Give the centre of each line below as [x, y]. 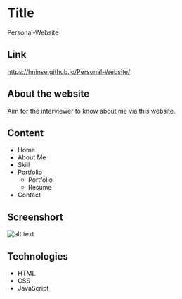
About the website [48, 94]
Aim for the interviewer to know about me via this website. [91, 111]
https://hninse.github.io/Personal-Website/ [69, 71]
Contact [29, 195]
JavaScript [33, 288]
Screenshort [35, 217]
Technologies [38, 256]
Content [26, 133]
